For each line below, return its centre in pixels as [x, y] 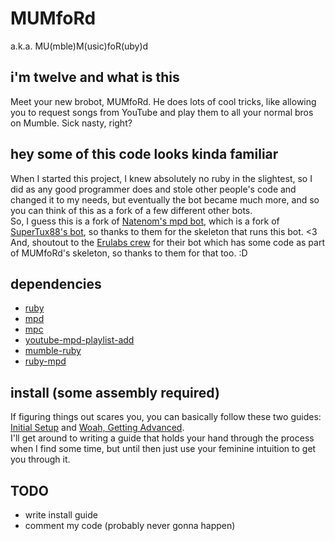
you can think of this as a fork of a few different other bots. [131, 210]
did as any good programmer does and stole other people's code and [153, 189]
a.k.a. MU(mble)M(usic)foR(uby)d [79, 46]
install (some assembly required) [115, 392]
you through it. [40, 459]
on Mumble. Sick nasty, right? [71, 123]
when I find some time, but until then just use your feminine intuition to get [163, 449]
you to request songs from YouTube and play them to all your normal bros [162, 112]
